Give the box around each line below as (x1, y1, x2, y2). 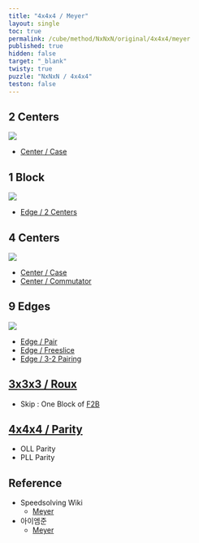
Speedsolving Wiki (19, 497, 83, 508)
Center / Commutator (19, 276, 92, 285)
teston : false (8, 80, 57, 88)
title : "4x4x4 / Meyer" (8, 11, 89, 20)
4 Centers (8, 231, 60, 245)
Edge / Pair (19, 337, 58, 346)
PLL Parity (19, 453, 55, 463)
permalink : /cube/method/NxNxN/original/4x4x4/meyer (8, 34, 191, 43)
